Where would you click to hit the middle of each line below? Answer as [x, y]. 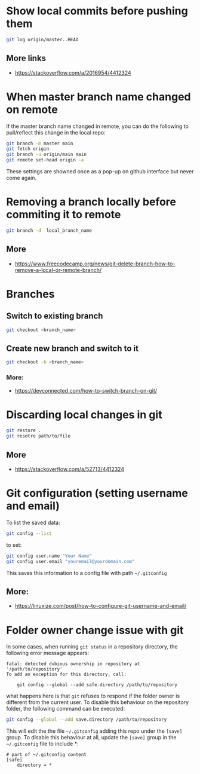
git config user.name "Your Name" [49, 556]
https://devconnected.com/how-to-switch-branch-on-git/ [86, 390]
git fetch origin [28, 149]
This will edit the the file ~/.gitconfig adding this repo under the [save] [94, 731]
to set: [14, 544]
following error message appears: [48, 653]
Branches [30, 294]
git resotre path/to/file [38, 436]
